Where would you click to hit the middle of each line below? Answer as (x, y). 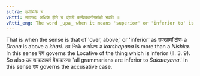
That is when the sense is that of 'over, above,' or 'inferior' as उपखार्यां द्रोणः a (97, 40)
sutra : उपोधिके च (25, 12)
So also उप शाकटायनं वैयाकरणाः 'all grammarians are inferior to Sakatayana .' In (97, 60)
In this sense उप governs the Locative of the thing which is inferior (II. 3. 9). (98, 53)
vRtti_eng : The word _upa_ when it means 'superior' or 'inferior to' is (100, 23)
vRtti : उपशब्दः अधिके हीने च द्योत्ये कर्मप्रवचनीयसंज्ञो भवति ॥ (63, 17)
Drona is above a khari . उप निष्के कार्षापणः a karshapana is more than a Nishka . (98, 47)
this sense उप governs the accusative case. (59, 67)
